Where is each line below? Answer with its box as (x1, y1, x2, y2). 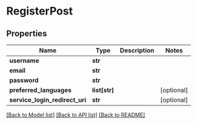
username (9, 56, 39, 65)
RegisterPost (6, 4, 73, 18)
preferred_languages (9, 86, 72, 94)
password (9, 76, 39, 84)
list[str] (92, 86, 114, 94)
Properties (6, 28, 47, 39)
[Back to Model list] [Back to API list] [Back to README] (6, 111, 145, 119)
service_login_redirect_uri (9, 96, 87, 104)
